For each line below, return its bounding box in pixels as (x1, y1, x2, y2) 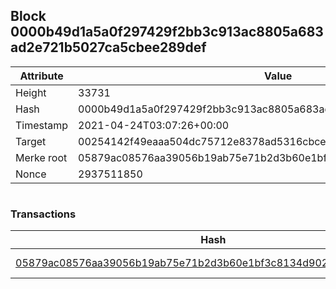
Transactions (10, 207, 77, 221)
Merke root (15, 150, 68, 164)
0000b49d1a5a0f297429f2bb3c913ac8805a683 (10, 24, 324, 41)
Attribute (19, 69, 64, 83)
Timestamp (15, 118, 69, 132)
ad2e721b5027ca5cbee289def (10, 39, 207, 56)
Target (15, 134, 47, 148)
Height (15, 85, 47, 99)
